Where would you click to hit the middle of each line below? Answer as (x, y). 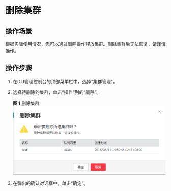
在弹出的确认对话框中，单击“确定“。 (50, 183)
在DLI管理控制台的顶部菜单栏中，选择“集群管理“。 (65, 81)
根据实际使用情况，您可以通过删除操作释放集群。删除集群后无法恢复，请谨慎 (85, 44)
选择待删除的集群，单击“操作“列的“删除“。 (57, 92)
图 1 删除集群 (26, 103)
